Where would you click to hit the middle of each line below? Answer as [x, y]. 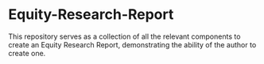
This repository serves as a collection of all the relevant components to [124, 36]
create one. [27, 53]
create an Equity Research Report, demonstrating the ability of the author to [132, 44]
